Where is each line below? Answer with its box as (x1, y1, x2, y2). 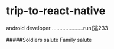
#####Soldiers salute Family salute (6, 36, 92, 43)
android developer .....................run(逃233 (6, 24, 108, 31)
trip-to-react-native (6, 4, 106, 18)
